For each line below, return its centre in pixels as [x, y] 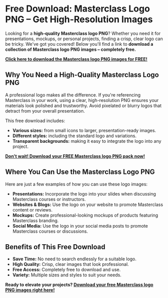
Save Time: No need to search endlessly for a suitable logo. [74, 259]
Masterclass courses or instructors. [49, 199]
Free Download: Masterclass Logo [78, 9]
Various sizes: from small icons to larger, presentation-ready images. [84, 130]
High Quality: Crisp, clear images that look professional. [71, 264]
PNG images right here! [30, 290]
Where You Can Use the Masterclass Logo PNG [80, 172]
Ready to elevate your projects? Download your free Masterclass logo [79, 285]
